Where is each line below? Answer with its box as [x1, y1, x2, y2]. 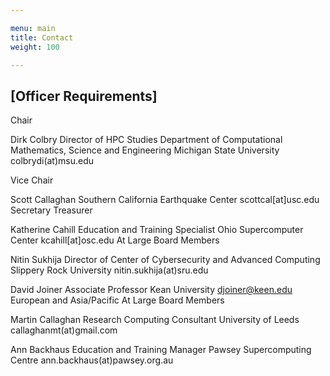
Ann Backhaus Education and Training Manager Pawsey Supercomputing [10, 344, 312, 356]
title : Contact [10, 32, 74, 43]
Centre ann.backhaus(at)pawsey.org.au [10, 354, 174, 366]
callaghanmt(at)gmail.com [10, 324, 118, 336]
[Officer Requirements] [10, 87, 158, 105]
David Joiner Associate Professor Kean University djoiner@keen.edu [10, 284, 293, 296]
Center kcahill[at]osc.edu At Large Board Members [10, 234, 220, 246]
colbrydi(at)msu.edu [10, 155, 95, 167]
